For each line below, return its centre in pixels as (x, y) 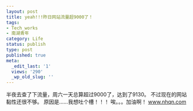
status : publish (26, 45)
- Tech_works (22, 28)
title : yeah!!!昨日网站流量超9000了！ (49, 17)
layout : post (22, 11)
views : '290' (27, 72)
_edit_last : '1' (31, 66)
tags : (13, 22)
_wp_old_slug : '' (33, 77)
